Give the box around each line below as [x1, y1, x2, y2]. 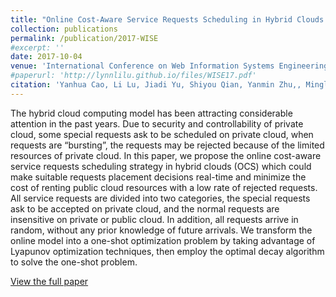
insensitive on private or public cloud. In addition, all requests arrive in [10, 213, 299, 225]
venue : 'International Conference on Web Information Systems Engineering [10, 61, 329, 71]
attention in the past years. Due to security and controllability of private [10, 117, 304, 130]
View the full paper [10, 275, 89, 287]
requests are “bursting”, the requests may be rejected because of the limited [10, 139, 325, 151]
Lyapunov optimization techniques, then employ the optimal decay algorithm [10, 245, 325, 257]
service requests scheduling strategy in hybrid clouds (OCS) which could [10, 160, 312, 172]
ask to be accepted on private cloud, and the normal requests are [10, 202, 280, 215]
